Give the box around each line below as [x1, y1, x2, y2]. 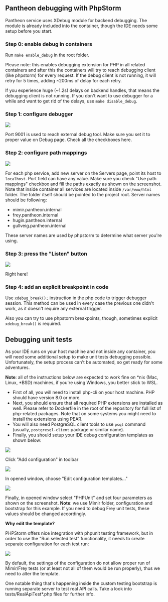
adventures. [5, 365, 30, 371]
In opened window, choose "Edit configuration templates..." [5, 475, 128, 481]
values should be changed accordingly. [5, 511, 87, 517]
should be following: [5, 197, 47, 203]
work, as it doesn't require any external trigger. [5, 306, 102, 312]
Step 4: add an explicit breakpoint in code [5, 283, 109, 290]
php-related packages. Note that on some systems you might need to [12, 411, 156, 417]
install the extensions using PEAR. [12, 416, 83, 422]
